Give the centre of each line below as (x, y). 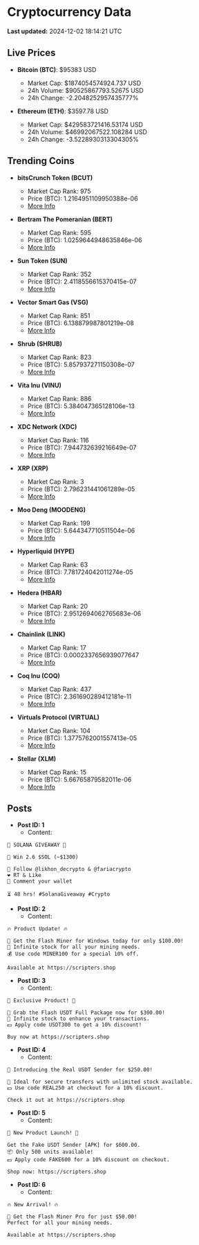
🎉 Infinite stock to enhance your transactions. (78, 1019)
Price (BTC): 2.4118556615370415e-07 (82, 282)
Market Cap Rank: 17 (57, 647)
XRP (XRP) (32, 468)
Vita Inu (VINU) (39, 385)
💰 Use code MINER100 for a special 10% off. (73, 954)
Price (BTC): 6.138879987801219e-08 (81, 323)
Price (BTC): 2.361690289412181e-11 (79, 697)
